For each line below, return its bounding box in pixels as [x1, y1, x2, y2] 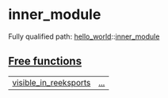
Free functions [8, 55, 82, 68]
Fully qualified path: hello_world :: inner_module [8, 32, 160, 41]
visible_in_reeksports [12, 77, 91, 88]
